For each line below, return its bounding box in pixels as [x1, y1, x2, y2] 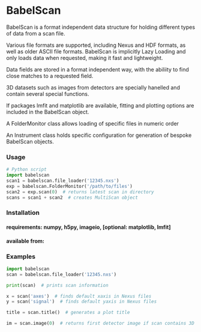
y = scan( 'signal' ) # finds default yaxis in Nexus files [6, 298, 157, 305]
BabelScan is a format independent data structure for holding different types [6, 23, 196, 31]
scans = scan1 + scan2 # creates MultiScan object [6, 195, 138, 201]
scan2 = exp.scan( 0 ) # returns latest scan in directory [6, 189, 154, 195]
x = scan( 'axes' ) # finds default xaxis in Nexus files [6, 293, 152, 299]
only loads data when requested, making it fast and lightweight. [6, 54, 163, 61]
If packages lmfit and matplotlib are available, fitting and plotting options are [6, 101, 194, 109]
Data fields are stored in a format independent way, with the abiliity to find [6, 65, 189, 73]
